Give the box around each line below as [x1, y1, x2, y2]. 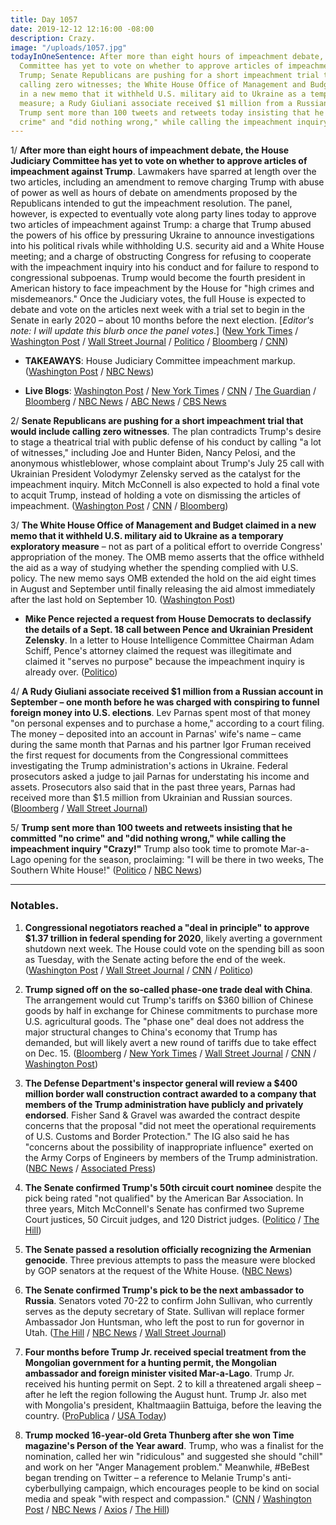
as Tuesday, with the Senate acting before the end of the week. [24, 953, 286, 965]
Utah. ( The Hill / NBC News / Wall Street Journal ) [24, 1326, 227, 1338]
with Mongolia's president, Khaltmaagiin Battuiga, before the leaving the [24, 1399, 322, 1411]
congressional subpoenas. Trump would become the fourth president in [10, 272, 306, 284]
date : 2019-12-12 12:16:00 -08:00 [10, 24, 155, 34]
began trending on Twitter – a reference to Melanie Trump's [24, 1471, 271, 1483]
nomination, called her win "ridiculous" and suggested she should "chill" [24, 1450, 323, 1462]
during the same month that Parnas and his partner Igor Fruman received [10, 739, 312, 751]
